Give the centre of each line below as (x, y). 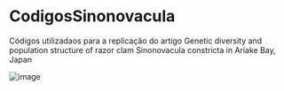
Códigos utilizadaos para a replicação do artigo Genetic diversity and (136, 41)
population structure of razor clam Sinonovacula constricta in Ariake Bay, (143, 49)
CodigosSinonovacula (92, 16)
